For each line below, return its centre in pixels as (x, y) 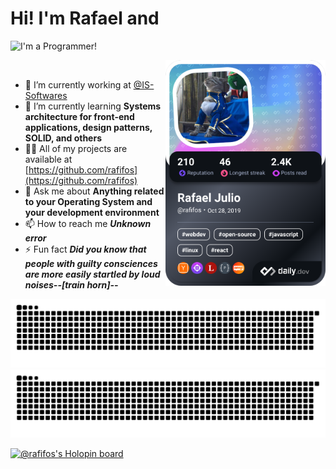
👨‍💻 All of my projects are (76, 148)
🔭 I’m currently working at (78, 84)
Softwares (46, 95)
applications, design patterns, (88, 127)
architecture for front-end (79, 116)
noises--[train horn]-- (71, 284)
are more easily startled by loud (92, 274)
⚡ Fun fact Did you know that (85, 249)
